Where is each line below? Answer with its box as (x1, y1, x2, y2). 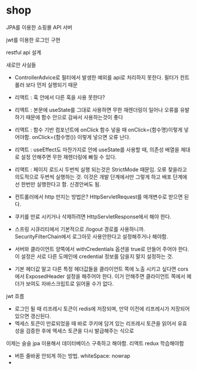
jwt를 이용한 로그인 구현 (6, 36, 61, 43)
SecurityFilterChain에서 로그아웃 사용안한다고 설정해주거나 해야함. (14, 233, 169, 240)
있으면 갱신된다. (14, 312, 51, 319)
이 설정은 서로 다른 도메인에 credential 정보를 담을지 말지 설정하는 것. (14, 253, 173, 260)
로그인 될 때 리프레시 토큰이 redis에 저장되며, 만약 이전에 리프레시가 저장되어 (14, 305, 190, 312)
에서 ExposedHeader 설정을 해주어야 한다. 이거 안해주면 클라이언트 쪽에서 (14, 272, 186, 280)
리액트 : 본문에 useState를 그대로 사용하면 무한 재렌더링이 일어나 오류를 (14, 106, 179, 113)
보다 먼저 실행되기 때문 (25, 81, 78, 88)
